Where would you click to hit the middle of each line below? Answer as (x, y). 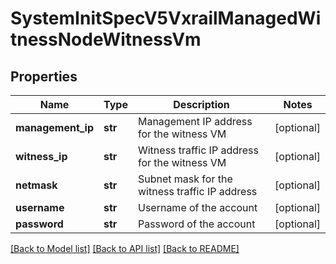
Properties (44, 76)
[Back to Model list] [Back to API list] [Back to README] (125, 248)
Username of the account (197, 207)
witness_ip (41, 156)
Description (201, 104)
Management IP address (195, 121)
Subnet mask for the (185, 179)
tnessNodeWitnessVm (106, 39)
